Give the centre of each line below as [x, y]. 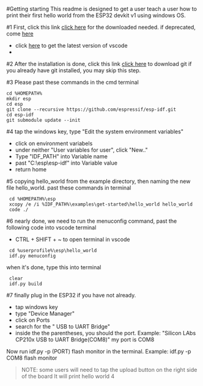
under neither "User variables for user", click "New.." [81, 150]
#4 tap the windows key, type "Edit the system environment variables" [95, 132]
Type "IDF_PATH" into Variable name [61, 156]
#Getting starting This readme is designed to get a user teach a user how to [102, 9]
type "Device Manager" [45, 314]
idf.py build [26, 284]
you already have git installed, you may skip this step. [74, 70]
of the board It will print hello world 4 [68, 376]
